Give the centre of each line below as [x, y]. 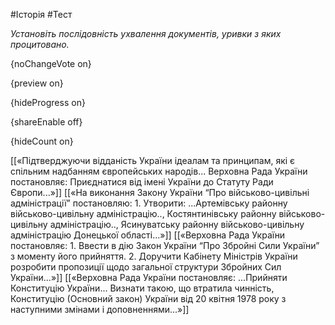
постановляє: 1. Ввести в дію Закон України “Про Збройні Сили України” [165, 245]
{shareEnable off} [46, 122]
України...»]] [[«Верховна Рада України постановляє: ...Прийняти [149, 277]
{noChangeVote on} [51, 63]
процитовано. [40, 44]
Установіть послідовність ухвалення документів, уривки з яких [146, 33]
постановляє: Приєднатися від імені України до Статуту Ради [142, 182]
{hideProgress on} [48, 102]
